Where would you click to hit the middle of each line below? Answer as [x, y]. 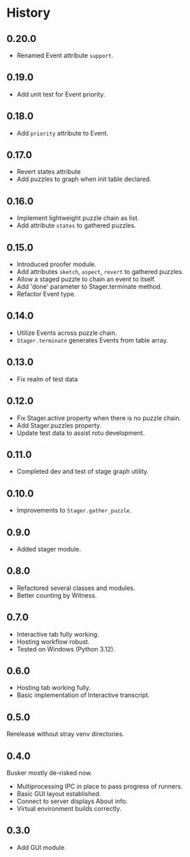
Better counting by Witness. [57, 595]
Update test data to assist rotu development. [80, 433]
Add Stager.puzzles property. [59, 425]
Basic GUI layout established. [59, 794]
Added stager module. [49, 549]
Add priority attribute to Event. [63, 133]
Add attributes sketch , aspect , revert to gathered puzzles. [100, 272]
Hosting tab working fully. [54, 688]
